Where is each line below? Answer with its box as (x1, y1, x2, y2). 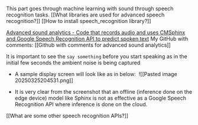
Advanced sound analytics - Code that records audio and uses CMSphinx (6, 29, 186, 36)
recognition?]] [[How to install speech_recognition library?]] (6, 18, 152, 24)
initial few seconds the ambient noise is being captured (6, 59, 141, 66)
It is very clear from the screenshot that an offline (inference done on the (14, 88, 193, 95)
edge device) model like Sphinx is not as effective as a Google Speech (14, 94, 186, 101)
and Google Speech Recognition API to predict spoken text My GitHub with (6, 35, 189, 42)
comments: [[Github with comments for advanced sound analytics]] (6, 41, 171, 48)
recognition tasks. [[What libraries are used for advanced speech (6, 11, 165, 18)
